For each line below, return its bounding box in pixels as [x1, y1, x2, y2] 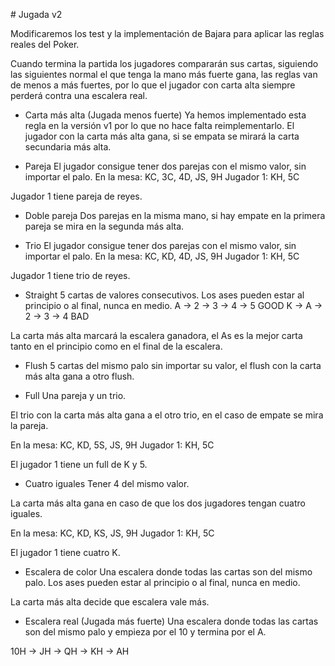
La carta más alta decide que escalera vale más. [10, 596, 210, 608]
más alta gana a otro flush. [24, 370, 135, 382]
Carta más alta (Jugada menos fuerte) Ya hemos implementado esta [24, 109, 307, 121]
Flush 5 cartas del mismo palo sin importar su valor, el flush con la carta [24, 360, 322, 371]
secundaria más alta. [24, 141, 112, 153]
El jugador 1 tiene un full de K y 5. [10, 459, 148, 470]
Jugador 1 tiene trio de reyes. [10, 270, 131, 281]
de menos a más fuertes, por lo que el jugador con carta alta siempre [10, 79, 296, 91]
